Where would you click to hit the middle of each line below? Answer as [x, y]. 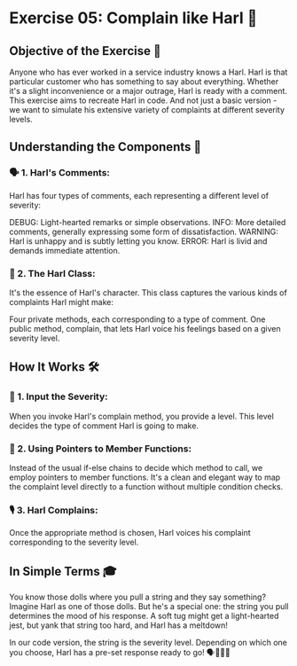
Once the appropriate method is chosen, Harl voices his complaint [130, 533]
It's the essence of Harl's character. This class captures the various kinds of [148, 293]
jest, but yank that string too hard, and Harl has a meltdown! [119, 625]
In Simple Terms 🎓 [63, 571]
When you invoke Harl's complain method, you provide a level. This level [142, 416]
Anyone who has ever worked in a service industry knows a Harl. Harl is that [148, 72]
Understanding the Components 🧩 [106, 147]
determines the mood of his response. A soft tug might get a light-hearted [144, 616]
